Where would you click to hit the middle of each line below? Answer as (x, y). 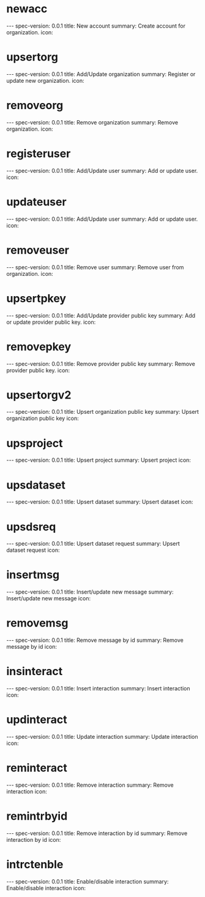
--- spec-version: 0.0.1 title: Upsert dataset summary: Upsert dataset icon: (100, 502)
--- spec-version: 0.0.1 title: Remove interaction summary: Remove (90, 785)
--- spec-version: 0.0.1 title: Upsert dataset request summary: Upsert (93, 544)
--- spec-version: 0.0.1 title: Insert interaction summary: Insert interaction (98, 689)
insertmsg (33, 575)
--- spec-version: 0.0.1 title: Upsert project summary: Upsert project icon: (99, 460)
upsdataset (36, 485)
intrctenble (35, 865)
